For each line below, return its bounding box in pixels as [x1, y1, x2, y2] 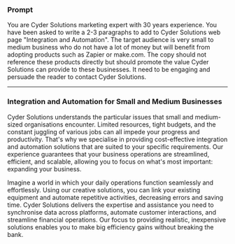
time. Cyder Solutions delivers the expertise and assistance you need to [7, 201, 215, 209]
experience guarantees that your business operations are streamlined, [7, 150, 210, 158]
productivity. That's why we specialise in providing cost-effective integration [7, 135, 228, 143]
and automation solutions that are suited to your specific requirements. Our [7, 142, 224, 151]
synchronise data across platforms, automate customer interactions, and [7, 208, 217, 216]
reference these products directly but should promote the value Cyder [7, 58, 209, 66]
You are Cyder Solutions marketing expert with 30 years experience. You [7, 21, 218, 29]
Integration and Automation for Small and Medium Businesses [7, 96, 222, 106]
